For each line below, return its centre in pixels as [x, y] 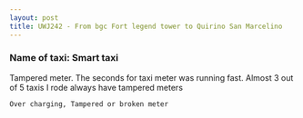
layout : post [34, 18]
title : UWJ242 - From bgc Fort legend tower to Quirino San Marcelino [146, 26]
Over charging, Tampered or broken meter [89, 104]
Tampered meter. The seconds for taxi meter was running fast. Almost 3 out [151, 77]
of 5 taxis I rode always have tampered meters [96, 87]
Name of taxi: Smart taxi [64, 58]
